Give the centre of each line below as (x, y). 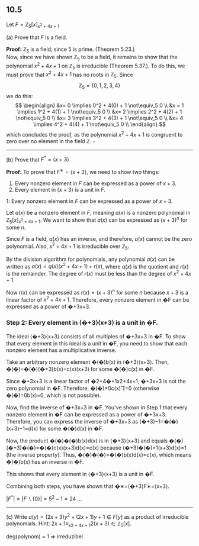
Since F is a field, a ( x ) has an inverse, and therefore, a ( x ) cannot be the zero (99, 239)
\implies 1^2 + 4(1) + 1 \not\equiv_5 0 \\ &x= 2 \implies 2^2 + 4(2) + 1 (99, 111)
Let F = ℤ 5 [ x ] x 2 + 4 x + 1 (33, 25)
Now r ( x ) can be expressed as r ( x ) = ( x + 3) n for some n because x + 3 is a (97, 292)
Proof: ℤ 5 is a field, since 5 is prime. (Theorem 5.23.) (70, 50)
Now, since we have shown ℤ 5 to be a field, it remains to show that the (92, 58)
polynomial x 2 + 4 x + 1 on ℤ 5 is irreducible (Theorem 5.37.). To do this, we (96, 66)
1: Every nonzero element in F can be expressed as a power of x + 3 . (89, 201)
